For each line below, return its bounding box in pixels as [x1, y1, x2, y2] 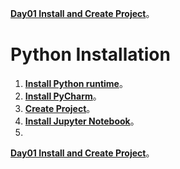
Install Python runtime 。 [24, 77, 128, 89]
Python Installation [10, 43, 171, 66]
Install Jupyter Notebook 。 [24, 115, 140, 127]
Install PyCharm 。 [24, 90, 102, 102]
